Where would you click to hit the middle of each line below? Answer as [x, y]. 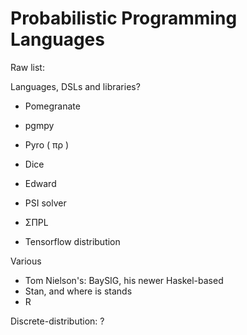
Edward [40, 183]
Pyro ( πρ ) [47, 144]
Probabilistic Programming [124, 18]
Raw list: [27, 67]
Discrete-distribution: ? [57, 321]
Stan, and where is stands [78, 291]
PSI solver [45, 203]
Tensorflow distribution [72, 241]
